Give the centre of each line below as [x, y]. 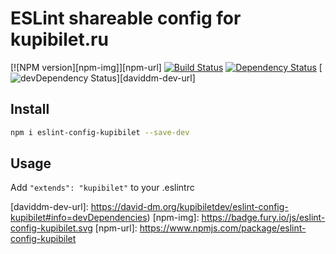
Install [30, 109]
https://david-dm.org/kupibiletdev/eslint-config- [189, 207]
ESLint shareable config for [126, 18]
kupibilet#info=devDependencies [79, 218]
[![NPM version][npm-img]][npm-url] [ [166, 67]
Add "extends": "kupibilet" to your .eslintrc [102, 188]
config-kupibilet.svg [51, 228]
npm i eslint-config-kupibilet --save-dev [100, 132]
